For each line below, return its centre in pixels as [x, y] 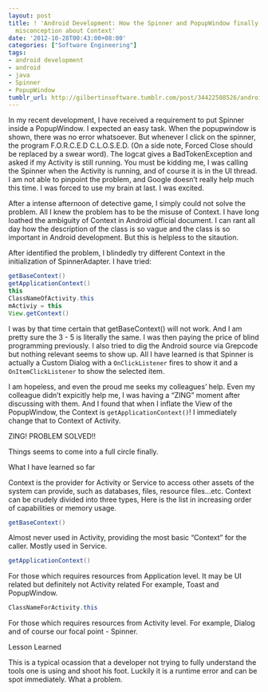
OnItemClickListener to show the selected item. [87, 371]
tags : [17, 53]
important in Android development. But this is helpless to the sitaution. [124, 237]
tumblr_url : [28, 97]
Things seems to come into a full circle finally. [83, 451]
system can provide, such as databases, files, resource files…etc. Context [130, 491]
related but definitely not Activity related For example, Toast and [114, 585]
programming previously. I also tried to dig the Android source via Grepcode [133, 345]
